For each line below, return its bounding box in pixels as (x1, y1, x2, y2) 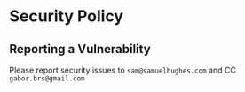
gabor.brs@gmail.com (9, 74, 86, 83)
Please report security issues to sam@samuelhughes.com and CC (9, 65, 237, 75)
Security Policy (9, 6, 124, 27)
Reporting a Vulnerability (9, 42, 151, 57)
